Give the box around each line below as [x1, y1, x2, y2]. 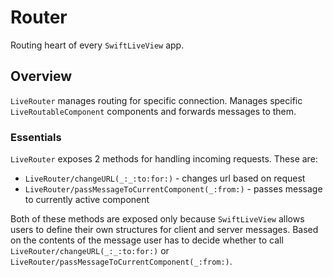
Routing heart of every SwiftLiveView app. [10, 39, 185, 51]
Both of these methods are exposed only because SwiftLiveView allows [10, 213, 305, 225]
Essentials [10, 130, 62, 144]
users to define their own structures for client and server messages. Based [10, 224, 319, 236]
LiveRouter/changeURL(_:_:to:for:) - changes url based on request [24, 172, 306, 185]
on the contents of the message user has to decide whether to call [10, 234, 284, 246]
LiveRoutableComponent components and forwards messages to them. [10, 105, 297, 117]
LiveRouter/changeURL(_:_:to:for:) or [10, 245, 170, 257]
